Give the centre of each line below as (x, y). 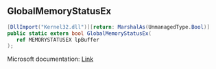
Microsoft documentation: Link (50, 59)
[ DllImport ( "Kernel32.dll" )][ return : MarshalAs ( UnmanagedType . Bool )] (109, 27)
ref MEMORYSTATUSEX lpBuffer (58, 40)
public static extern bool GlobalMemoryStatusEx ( (80, 33)
